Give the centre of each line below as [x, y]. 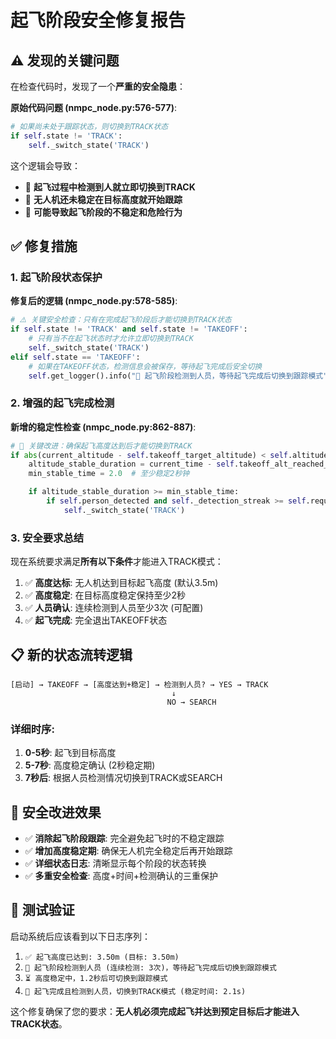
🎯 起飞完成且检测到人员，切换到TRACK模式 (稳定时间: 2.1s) [135, 991]
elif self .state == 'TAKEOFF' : [75, 357]
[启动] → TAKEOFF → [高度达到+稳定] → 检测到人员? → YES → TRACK [139, 684]
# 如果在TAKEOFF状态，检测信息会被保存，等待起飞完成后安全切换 [145, 366]
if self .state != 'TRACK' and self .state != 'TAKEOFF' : [129, 329]
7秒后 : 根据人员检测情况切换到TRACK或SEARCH [123, 778]
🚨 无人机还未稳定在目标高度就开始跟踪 [103, 199]
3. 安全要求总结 [47, 538]
